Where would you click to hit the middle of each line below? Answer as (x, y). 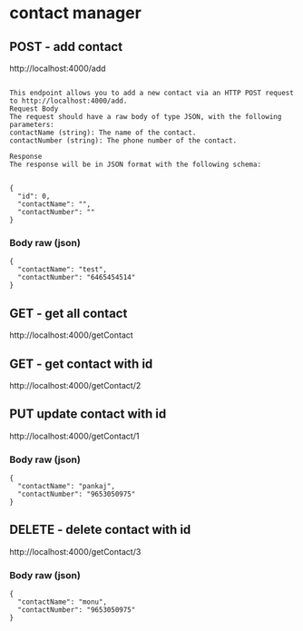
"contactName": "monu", (62, 602)
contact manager (76, 13)
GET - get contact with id (81, 364)
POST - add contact (66, 47)
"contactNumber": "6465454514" (77, 278)
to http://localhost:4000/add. (68, 101)
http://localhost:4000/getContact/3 (75, 551)
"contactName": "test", (62, 270)
